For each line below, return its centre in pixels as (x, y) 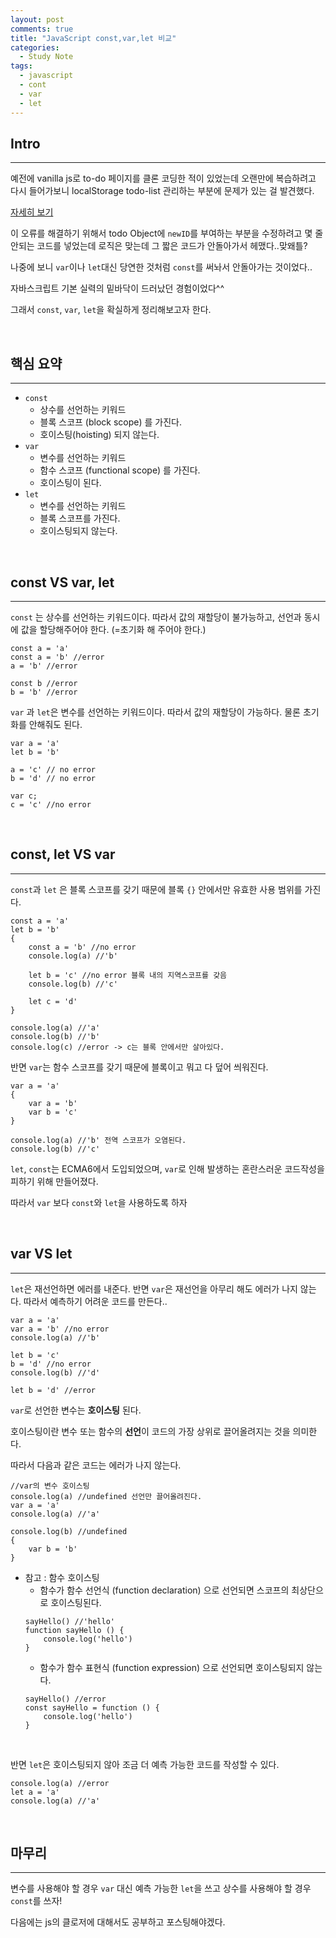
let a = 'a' (35, 1792)
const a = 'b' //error (57, 657)
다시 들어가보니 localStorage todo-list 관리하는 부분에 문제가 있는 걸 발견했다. (162, 191)
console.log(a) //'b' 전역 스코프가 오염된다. (98, 1140)
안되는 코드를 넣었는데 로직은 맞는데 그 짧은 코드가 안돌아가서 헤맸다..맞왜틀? (159, 246)
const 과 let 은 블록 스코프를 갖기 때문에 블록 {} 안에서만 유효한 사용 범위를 (156, 889)
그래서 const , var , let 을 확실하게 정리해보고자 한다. (111, 310)
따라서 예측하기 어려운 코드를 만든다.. (95, 1301)
